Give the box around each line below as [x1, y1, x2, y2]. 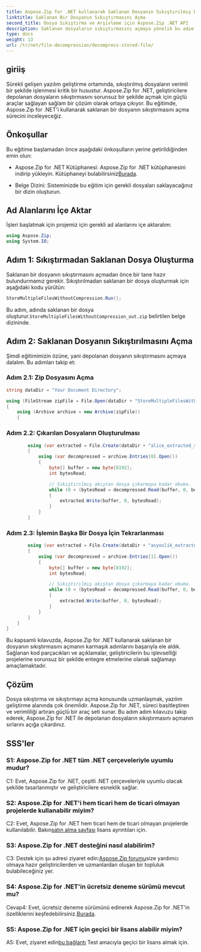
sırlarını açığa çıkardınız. [6, 721, 66, 728]
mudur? [6, 764, 30, 772]
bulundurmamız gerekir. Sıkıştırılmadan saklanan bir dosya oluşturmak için [6, 277, 189, 284]
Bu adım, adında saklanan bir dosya [6, 306, 94, 313]
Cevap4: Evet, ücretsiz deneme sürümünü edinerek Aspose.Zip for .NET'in [6, 903, 190, 911]
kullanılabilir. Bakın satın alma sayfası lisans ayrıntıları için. [6, 826, 147, 834]
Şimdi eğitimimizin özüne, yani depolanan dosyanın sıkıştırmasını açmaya [6, 352, 187, 359]
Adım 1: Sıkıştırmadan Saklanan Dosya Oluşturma [6, 255, 194, 265]
